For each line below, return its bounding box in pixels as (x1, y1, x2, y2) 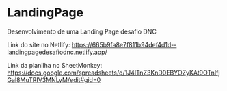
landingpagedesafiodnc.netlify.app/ (7, 48, 107, 56)
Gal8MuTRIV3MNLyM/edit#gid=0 (7, 75, 101, 83)
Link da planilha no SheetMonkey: (7, 61, 103, 69)
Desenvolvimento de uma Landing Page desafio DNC (7, 27, 157, 36)
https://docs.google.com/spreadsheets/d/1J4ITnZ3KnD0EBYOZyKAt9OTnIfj (7, 68, 220, 77)
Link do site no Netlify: (7, 40, 70, 49)
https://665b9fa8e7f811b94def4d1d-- (71, 40, 177, 49)
